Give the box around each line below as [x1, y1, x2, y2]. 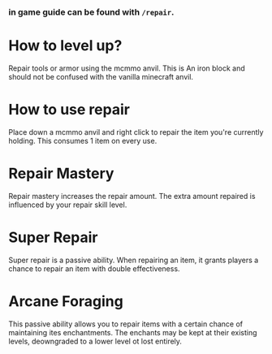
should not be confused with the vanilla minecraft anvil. [8, 71, 193, 81]
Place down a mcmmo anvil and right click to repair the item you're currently [8, 127, 264, 136]
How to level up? [8, 37, 123, 55]
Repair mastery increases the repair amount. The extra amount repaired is [8, 191, 256, 201]
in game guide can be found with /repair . [8, 6, 175, 18]
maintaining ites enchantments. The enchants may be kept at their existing [8, 327, 257, 337]
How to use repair [8, 101, 130, 119]
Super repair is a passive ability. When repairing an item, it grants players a [8, 255, 259, 265]
